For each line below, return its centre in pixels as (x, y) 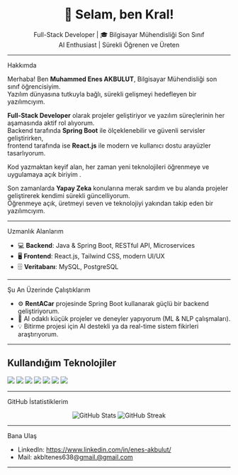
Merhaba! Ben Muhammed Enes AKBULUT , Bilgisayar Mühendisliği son (112, 79)
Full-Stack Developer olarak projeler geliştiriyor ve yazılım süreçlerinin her (116, 115)
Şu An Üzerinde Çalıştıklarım (49, 290)
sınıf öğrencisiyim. (34, 86)
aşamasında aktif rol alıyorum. (51, 123)
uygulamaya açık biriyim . (44, 174)
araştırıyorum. (38, 334)
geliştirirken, (25, 138)
